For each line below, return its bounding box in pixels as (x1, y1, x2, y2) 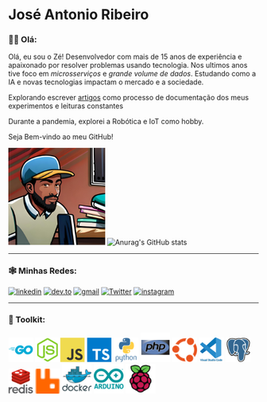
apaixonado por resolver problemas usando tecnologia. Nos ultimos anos (8, 60, 248, 70)
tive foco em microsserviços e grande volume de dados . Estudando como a (8, 69, 257, 79)
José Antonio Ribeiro (8, 6, 149, 24)
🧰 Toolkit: (8, 314, 46, 325)
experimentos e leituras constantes (8, 101, 124, 111)
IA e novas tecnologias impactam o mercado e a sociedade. (8, 77, 204, 87)
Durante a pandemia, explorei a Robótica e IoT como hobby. (8, 117, 204, 127)
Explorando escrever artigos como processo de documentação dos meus (8, 93, 249, 103)
